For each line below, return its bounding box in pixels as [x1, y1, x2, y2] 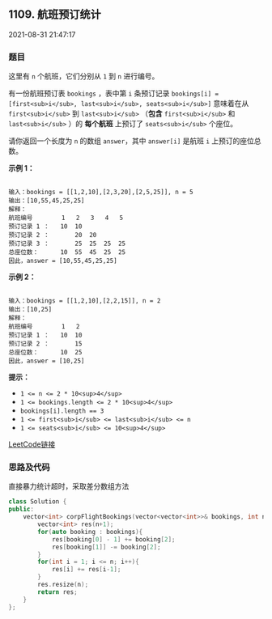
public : [8, 505, 35, 514]
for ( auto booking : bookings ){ [37, 528, 143, 536]
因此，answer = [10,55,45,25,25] [8, 257, 117, 265]
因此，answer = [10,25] [8, 357, 85, 366]
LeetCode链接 [8, 439, 56, 449]
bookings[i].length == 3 [19, 407, 104, 415]
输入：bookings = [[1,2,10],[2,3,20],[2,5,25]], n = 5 [8, 189, 193, 197]
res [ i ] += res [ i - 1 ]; [51, 566, 121, 574]
